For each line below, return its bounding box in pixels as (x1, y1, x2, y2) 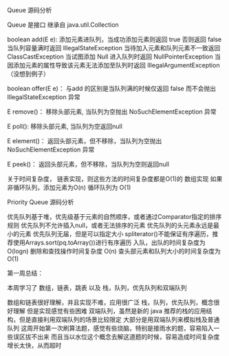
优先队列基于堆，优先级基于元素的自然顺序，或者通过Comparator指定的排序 (7, 213, 222, 220)
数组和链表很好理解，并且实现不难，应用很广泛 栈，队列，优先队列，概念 (7, 298, 214, 306)
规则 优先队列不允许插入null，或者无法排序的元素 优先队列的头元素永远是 (7, 221, 214, 229)
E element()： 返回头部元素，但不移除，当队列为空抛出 (7, 137, 162, 145)
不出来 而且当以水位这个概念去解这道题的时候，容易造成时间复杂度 (30, 333, 220, 341)
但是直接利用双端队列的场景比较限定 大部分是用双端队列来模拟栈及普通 (19, 315, 220, 324)
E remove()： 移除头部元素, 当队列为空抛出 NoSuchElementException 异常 (7, 107, 217, 116)
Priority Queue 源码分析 (7, 198, 74, 206)
